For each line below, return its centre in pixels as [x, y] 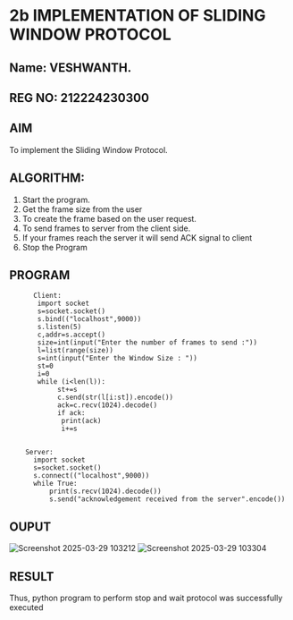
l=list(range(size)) [75, 351]
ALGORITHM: [47, 178]
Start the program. [56, 200]
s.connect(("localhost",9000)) [91, 476]
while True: [55, 484]
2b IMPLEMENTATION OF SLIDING [138, 16]
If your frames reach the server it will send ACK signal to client [137, 237]
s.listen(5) [59, 327]
